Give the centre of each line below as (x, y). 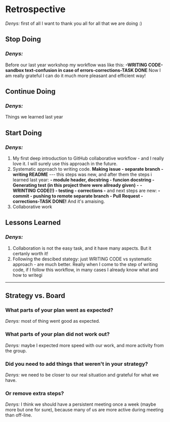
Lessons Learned (33, 223)
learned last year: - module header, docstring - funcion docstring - (83, 180)
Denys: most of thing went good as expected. (53, 321)
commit (21, 196)
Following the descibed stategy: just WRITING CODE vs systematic (82, 259)
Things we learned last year (34, 117)
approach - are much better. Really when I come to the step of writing (85, 264)
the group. (16, 351)
